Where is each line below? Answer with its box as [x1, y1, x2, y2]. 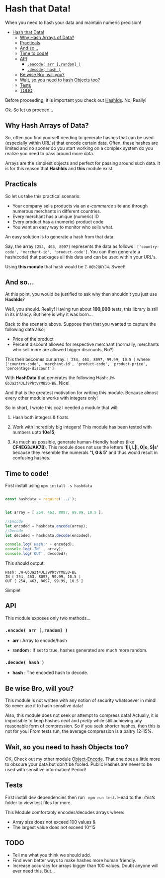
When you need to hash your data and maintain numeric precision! [5, 19, 142, 25]
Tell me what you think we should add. [12, 852, 91, 858]
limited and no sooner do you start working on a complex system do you [5, 145, 153, 151]
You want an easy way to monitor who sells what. [12, 224, 114, 230]
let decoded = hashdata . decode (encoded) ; [5, 533, 92, 538]
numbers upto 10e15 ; [12, 430, 56, 436]
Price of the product [12, 336, 54, 342]
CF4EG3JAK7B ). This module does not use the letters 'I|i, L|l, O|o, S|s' [12, 444, 159, 450]
